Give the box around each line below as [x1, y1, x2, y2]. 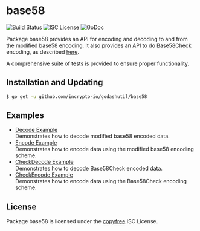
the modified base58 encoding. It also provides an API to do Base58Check [6, 42, 192, 49]
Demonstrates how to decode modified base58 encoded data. [15, 132, 170, 140]
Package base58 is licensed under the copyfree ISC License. [6, 218, 158, 225]
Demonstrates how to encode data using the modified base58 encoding [15, 146, 195, 153]
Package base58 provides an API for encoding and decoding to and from [6, 35, 189, 42]
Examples [6, 110, 44, 121]
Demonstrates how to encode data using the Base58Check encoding [15, 178, 187, 185]
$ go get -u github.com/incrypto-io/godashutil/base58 [6, 93, 147, 100]
